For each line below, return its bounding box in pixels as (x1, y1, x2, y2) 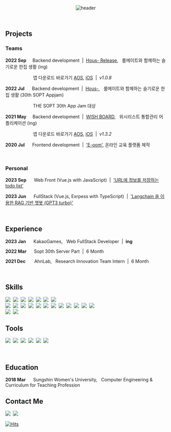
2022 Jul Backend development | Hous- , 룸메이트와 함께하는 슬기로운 (5, 85, 160, 92)
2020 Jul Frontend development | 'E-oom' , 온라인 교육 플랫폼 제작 (5, 141, 151, 148)
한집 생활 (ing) (18, 63, 48, 70)
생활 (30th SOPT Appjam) (10, 92, 64, 98)
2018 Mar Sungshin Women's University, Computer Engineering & (5, 377, 153, 383)
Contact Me (5, 397, 43, 405)
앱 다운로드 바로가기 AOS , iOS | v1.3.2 (33, 131, 112, 137)
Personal (5, 164, 28, 171)
